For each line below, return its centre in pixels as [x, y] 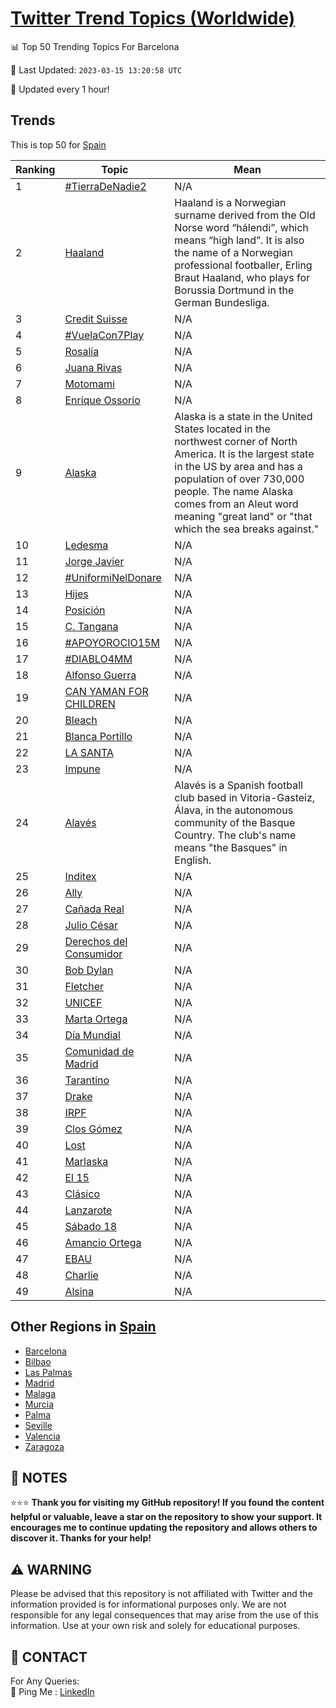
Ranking [35, 169]
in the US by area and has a [238, 466]
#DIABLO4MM [98, 659]
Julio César [91, 925]
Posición [85, 610]
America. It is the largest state [244, 454]
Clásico [82, 1194]
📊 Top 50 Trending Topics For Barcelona [95, 46]
